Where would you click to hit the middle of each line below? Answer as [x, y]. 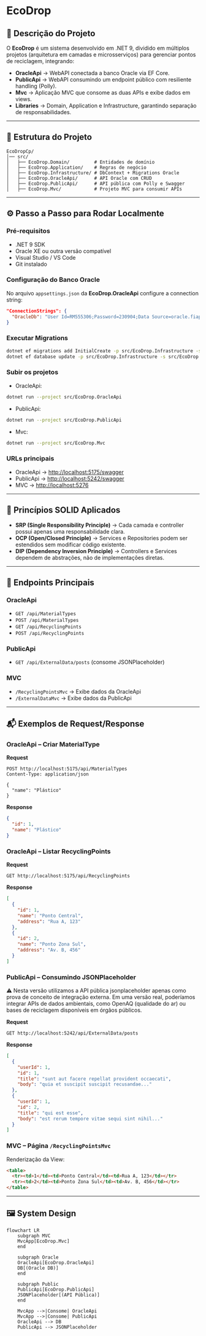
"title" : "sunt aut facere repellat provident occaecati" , [94, 1079]
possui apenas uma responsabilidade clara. [70, 531]
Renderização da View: [36, 1159]
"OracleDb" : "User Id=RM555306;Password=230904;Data [81, 317]
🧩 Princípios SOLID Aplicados [63, 510]
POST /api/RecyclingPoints [50, 634]
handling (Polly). [36, 86]
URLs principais [30, 459]
